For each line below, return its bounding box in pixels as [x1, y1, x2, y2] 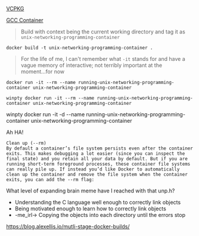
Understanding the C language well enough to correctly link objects [14, 199, 181, 206]
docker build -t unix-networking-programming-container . [6, 45, 153, 51]
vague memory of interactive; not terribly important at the [20, 62, 163, 69]
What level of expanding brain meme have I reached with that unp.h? [6, 187, 175, 194]
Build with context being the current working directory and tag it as [20, 28, 186, 35]
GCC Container [6, 17, 43, 23]
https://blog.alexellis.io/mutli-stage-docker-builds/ [6, 223, 130, 230]
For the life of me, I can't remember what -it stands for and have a [20, 55, 186, 62]
